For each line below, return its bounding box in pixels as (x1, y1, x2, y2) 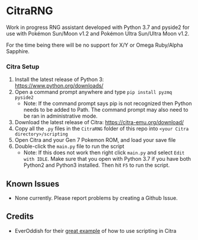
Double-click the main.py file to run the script (14, 143, 125, 150)
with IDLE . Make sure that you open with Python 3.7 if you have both (23, 155, 191, 163)
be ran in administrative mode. (23, 112, 98, 119)
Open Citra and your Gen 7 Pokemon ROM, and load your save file (14, 137, 176, 144)
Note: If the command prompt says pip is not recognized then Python (23, 100, 192, 107)
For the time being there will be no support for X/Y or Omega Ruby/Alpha (6, 41, 183, 48)
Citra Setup (6, 62, 40, 70)
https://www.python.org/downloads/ (14, 82, 103, 89)
